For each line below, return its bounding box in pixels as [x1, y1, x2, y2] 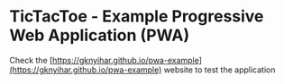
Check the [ [9, 55, 53, 65]
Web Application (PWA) [9, 25, 190, 46]
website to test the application [163, 64, 276, 75]
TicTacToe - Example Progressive [9, 6, 264, 27]
